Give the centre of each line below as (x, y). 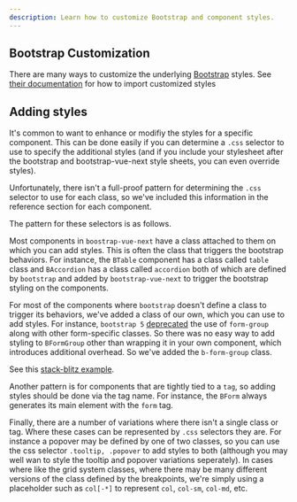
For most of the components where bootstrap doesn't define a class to (138, 305)
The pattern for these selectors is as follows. (91, 224)
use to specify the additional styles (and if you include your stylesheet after (146, 152)
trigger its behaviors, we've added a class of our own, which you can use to (147, 314)
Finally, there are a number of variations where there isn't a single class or (144, 422)
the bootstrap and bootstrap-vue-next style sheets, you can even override (145, 161)
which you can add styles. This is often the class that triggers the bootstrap (147, 251)
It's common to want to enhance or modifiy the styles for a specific (131, 133)
